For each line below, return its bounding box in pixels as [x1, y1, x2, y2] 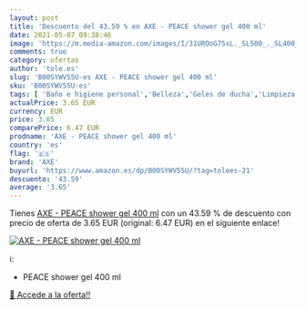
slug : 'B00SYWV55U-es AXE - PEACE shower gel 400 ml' [9, 73, 219, 82]
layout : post [9, 13, 59, 23]
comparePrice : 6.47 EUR [9, 124, 100, 133]
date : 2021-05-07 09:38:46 [9, 30, 112, 39]
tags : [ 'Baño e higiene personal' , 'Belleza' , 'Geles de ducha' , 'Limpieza [9, 89, 296, 98]
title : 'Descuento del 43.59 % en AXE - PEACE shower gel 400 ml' [9, 22, 267, 31]
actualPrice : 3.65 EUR [9, 98, 96, 108]
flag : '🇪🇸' [9, 149, 55, 158]
